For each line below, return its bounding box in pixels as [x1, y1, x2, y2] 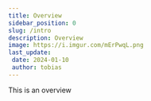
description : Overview [8, 33, 83, 42]
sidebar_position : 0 [8, 19, 77, 27]
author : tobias [11, 64, 62, 72]
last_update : [8, 49, 52, 56]
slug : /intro [8, 26, 52, 34]
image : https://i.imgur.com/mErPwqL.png [8, 41, 145, 49]
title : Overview [8, 11, 62, 20]
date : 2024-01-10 [11, 56, 69, 64]
